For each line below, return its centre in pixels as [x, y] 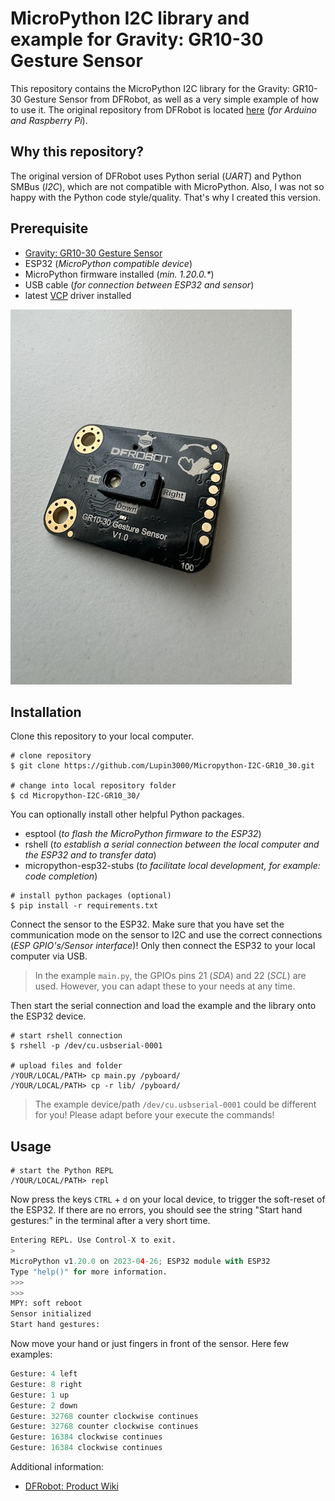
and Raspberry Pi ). [49, 120]
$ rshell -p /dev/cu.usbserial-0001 [86, 1046]
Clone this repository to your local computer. [102, 736]
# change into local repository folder [93, 786]
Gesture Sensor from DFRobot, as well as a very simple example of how [171, 99]
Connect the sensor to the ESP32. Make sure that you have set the [147, 924]
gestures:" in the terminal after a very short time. [110, 1221]
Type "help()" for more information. [89, 1272]
